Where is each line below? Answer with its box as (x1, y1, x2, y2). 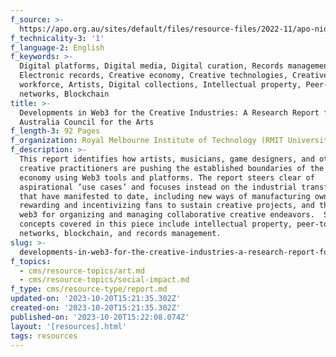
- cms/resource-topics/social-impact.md (19, 275, 190, 285)
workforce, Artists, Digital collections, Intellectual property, (19, 80, 302, 90)
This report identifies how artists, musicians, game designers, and (19, 154, 315, 164)
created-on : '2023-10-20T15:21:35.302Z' (10, 303, 182, 313)
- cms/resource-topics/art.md (19, 266, 145, 276)
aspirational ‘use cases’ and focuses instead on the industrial (19, 182, 298, 192)
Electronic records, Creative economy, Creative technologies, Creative (19, 71, 329, 81)
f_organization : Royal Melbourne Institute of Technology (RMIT (10, 136, 284, 146)
